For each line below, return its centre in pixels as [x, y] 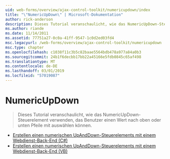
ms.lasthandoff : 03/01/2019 [35, 71]
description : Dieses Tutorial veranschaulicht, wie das [65, 24]
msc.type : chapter [25, 47]
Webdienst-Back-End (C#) [40, 140]
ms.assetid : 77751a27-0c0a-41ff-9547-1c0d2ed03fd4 [60, 38]
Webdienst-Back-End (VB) [40, 151]
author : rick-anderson [29, 19]
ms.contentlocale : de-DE [31, 66]
